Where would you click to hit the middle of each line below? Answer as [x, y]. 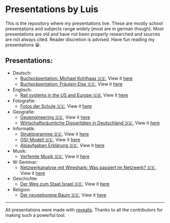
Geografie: [24, 112]
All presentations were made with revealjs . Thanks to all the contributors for [84, 210]
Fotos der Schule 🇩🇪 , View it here [56, 106]
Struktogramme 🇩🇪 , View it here [55, 134]
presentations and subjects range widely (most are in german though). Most [84, 28]
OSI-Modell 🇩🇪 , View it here [50, 140]
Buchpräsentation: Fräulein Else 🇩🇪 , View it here [71, 84]
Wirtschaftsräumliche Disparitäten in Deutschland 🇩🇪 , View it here [90, 123]
